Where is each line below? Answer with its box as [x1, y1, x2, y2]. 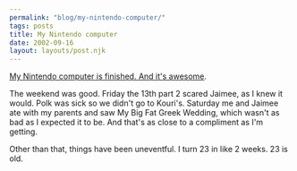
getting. [9, 126, 38, 137]
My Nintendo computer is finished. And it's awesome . [9, 71, 208, 81]
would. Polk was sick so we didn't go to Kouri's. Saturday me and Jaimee [9, 98, 279, 108]
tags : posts [9, 21, 54, 30]
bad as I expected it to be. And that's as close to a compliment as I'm [9, 117, 264, 128]
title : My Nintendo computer [9, 30, 118, 38]
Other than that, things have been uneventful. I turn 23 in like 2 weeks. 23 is [9, 144, 289, 155]
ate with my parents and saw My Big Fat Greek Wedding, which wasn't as [9, 107, 280, 118]
